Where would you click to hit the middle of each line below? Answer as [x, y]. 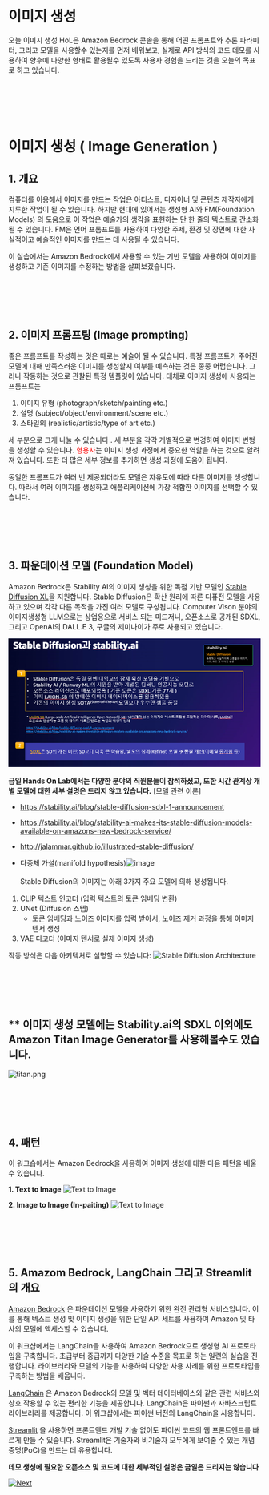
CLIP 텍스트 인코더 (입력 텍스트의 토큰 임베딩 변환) [98, 898]
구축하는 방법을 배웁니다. [47, 1376]
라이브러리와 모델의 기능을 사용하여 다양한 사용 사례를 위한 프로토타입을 [149, 1365]
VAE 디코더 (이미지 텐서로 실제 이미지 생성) [87, 938]
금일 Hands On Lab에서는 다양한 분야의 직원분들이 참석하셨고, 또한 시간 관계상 [130, 781]
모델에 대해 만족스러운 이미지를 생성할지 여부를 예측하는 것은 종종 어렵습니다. [128, 366]
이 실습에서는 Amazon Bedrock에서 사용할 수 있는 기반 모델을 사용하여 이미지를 [133, 256]
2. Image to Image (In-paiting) [59, 1204]
